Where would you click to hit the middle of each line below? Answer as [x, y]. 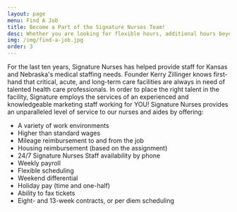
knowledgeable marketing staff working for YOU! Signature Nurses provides [118, 104]
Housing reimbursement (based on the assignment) [92, 148]
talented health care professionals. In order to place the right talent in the [114, 89]
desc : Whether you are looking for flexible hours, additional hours [112, 34]
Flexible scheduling [45, 171]
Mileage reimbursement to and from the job [81, 141]
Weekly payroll [39, 163]
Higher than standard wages [59, 133]
